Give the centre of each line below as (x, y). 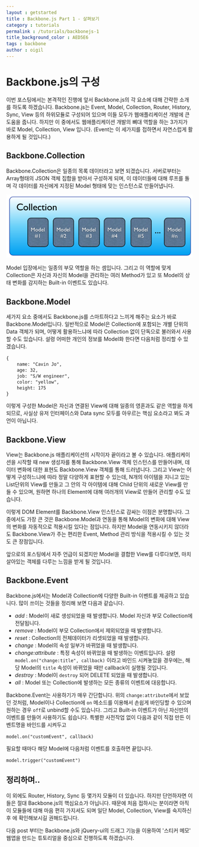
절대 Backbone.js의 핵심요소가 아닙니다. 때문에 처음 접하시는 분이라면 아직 (103, 803)
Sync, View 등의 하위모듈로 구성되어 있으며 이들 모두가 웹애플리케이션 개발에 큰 (98, 114)
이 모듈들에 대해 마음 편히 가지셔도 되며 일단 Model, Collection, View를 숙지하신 (99, 810)
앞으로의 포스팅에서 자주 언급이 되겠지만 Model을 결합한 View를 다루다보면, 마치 (99, 554)
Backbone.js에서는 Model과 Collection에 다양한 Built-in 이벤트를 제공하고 (92, 595)
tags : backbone (26, 44)
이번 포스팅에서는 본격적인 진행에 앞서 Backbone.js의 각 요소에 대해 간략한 (92, 99)
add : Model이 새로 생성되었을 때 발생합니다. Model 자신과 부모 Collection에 (104, 616)
